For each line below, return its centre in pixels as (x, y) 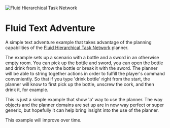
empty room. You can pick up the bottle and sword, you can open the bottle (84, 63)
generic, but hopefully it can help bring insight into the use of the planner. (82, 110)
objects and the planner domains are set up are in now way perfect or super (84, 105)
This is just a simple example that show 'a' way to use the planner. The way (84, 99)
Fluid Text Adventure (50, 28)
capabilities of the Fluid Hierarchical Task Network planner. (67, 48)
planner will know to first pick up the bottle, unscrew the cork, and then (80, 84)
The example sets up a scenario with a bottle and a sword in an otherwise (82, 57)
